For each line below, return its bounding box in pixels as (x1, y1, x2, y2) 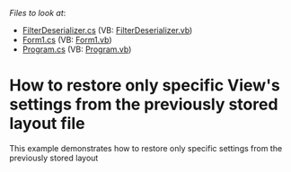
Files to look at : (9, 8, 66, 18)
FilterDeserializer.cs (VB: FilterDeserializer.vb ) (22, 25, 193, 35)
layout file (9, 114, 85, 133)
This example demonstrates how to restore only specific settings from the (9, 142, 283, 153)
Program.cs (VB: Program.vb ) (22, 44, 132, 55)
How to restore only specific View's (9, 75, 280, 96)
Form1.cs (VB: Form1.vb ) (22, 35, 112, 45)
